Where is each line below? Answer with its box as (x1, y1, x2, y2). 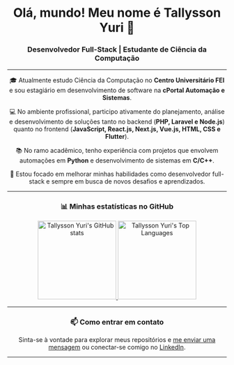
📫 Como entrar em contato (70, 317, 164, 327)
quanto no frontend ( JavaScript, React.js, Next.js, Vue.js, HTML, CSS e (13, 125, 221, 133)
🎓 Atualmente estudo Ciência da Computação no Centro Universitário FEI (9, 76, 225, 84)
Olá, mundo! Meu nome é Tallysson (13, 5, 221, 21)
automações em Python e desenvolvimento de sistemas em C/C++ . (19, 156, 214, 165)
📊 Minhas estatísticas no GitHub (60, 202, 174, 211)
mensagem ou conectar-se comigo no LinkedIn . (48, 343, 186, 352)
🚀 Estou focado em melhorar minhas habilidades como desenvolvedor (10, 170, 211, 179)
